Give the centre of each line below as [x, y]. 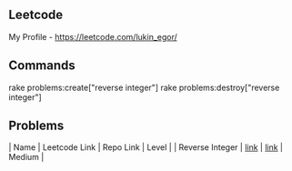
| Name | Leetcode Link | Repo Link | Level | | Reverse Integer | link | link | [146, 147]
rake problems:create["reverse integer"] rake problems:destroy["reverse [144, 87]
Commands [42, 66]
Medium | [26, 157]
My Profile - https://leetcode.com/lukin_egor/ [93, 36]
